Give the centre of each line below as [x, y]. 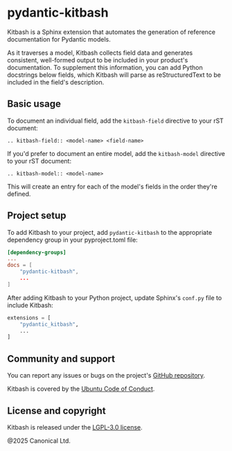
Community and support [61, 359]
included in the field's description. [56, 82]
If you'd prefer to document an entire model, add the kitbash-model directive [116, 153]
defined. [19, 194]
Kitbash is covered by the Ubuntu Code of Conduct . [81, 389]
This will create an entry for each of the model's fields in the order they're [113, 186]
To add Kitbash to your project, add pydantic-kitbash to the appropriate [110, 232]
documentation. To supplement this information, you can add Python [105, 67]
